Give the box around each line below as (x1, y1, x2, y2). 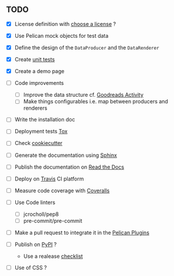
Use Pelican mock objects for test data (14, 32, 109, 39)
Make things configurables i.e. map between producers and (23, 98, 169, 105)
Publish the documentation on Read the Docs (14, 163, 125, 170)
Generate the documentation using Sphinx (14, 152, 118, 159)
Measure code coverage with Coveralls (14, 187, 110, 194)
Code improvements (14, 80, 64, 87)
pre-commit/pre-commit (23, 217, 82, 224)
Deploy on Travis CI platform (14, 175, 84, 182)
